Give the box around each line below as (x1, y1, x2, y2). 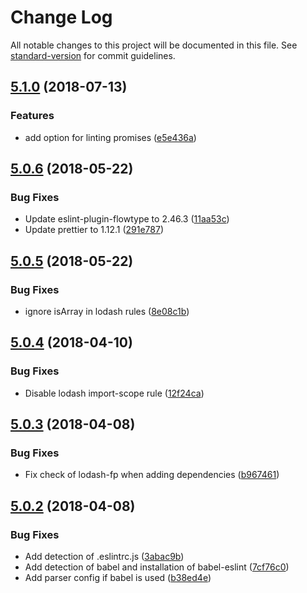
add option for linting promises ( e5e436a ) (24, 131, 197, 143)
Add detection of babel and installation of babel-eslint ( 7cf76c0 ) (24, 561, 290, 573)
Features (10, 109, 55, 123)
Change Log (10, 6, 113, 29)
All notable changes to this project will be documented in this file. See (10, 39, 298, 51)
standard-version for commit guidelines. (10, 49, 176, 61)
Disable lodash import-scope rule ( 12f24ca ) (24, 387, 205, 399)
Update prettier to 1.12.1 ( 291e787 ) (24, 224, 165, 236)
